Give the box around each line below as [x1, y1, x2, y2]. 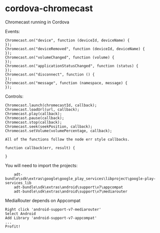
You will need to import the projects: [5, 162, 78, 168]
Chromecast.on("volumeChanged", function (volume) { [5, 55, 115, 60]
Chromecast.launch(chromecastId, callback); [5, 103, 97, 108]
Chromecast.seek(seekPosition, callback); [5, 124, 93, 129]
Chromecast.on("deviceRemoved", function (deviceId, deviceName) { [5, 46, 145, 51]
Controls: [5, 93, 23, 99]
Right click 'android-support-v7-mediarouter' [5, 207, 101, 212]
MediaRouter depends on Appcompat [5, 197, 80, 203]
